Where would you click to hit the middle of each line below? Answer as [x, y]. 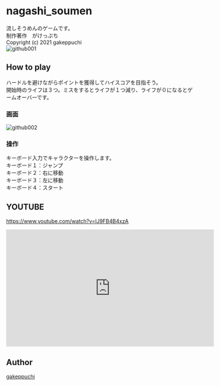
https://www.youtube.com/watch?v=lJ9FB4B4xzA [68, 221]
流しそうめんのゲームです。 [40, 28]
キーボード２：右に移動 [35, 173]
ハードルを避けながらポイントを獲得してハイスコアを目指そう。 [84, 82]
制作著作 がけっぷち [32, 35]
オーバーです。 [34, 97]
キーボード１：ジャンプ [35, 165]
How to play [28, 68]
